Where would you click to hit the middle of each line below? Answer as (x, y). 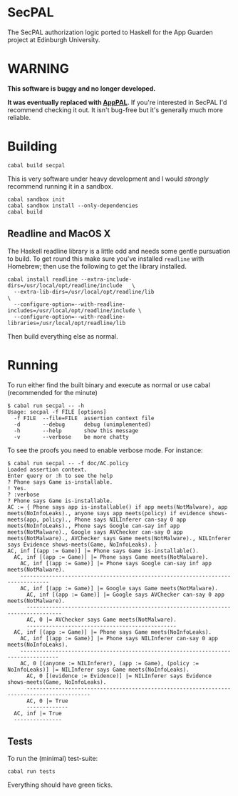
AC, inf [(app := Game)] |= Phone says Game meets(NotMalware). (111, 557)
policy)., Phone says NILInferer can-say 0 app (114, 519)
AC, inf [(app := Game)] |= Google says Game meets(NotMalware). (119, 588)
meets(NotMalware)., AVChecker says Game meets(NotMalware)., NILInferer (119, 538)
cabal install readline (43, 279)
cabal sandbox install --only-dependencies (73, 205)
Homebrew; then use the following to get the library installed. (97, 266)
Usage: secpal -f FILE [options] (57, 412)
